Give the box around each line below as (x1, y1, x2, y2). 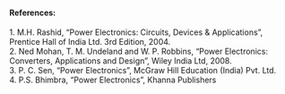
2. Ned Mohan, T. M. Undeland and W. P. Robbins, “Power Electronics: (9, 46, 269, 57)
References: (9, 7, 56, 18)
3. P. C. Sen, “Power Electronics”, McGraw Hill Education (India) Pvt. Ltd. (9, 65, 277, 76)
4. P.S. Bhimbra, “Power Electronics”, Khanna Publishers (9, 74, 217, 85)
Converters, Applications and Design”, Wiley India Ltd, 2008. (9, 56, 232, 66)
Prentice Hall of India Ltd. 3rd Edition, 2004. (9, 37, 171, 47)
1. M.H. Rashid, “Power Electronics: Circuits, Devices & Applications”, (9, 27, 263, 38)
